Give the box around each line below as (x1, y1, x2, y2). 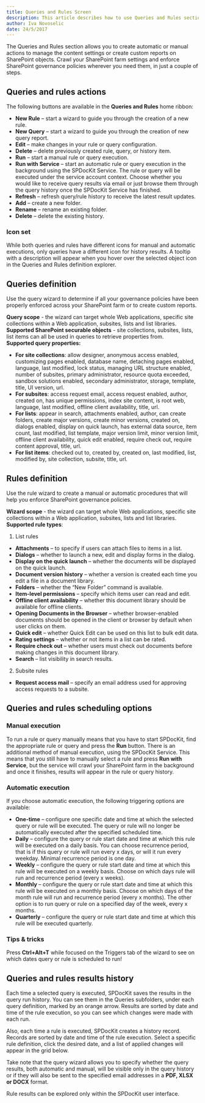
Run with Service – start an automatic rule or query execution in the (15, 160, 186, 168)
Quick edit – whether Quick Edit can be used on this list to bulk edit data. (15, 629, 199, 636)
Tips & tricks (6, 935, 45, 943)
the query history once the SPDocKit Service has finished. (15, 186, 162, 194)
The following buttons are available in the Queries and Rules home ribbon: (6, 103, 194, 110)
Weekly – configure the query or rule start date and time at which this (15, 861, 191, 868)
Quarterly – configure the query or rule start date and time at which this (15, 913, 196, 920)
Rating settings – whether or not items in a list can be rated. (15, 635, 167, 643)
